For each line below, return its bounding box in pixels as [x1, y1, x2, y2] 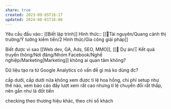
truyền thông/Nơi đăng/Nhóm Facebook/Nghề [5, 52, 102, 58]
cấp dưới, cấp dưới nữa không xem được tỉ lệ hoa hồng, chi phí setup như [5, 77, 160, 83]
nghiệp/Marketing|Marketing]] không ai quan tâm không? [5, 57, 126, 63]
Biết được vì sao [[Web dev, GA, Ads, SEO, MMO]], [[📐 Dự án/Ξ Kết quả [5, 47, 155, 53]
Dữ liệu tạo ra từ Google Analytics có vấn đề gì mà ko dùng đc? [5, 67, 138, 73]
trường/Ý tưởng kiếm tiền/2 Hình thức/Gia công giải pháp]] [5, 36, 129, 42]
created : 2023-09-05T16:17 [5, 12, 63, 17]
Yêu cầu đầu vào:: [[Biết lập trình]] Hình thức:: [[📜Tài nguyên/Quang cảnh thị [5, 31, 166, 37]
